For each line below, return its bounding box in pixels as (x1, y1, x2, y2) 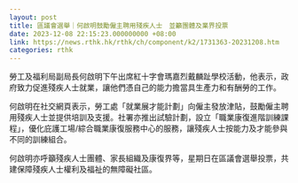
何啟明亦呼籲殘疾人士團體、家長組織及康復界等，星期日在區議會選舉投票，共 (9, 153, 289, 164)
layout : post (9, 12, 58, 22)
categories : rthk (9, 46, 74, 55)
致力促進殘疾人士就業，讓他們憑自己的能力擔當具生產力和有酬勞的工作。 (16, 82, 281, 93)
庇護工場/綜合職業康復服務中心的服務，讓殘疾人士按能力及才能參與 (43, 123, 288, 133)
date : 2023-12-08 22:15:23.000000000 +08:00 (9, 29, 176, 38)
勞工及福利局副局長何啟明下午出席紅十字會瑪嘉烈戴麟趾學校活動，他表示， (9, 72, 281, 82)
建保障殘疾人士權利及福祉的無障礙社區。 (9, 164, 157, 175)
